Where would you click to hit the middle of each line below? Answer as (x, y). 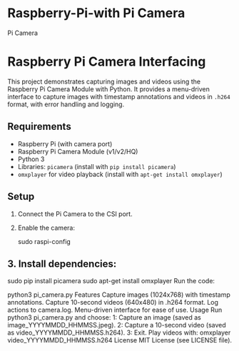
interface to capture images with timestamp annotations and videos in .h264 (119, 96)
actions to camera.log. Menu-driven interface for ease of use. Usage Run (115, 310)
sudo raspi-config (44, 241)
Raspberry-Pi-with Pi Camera (96, 13)
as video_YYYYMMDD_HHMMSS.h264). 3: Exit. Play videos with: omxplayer (119, 332)
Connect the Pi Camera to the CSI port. (75, 214)
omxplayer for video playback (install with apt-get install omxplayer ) (120, 174)
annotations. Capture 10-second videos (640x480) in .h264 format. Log (113, 302)
